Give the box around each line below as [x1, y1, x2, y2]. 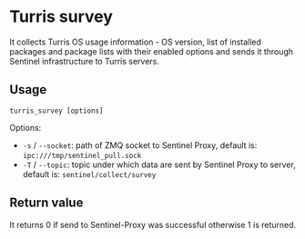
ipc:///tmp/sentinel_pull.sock [22, 151, 142, 160]
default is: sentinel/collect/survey [22, 168, 157, 179]
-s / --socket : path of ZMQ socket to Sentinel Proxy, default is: [22, 139, 258, 151]
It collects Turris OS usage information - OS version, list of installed [9, 36, 262, 47]
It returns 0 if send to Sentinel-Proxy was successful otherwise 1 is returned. [9, 219, 297, 230]
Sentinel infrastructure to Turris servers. [9, 55, 159, 66]
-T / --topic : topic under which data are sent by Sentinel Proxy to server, [22, 159, 296, 170]
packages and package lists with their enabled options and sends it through [9, 45, 294, 56]
